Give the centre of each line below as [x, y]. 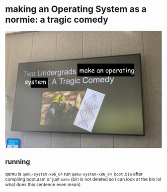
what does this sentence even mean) [43, 184]
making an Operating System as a [76, 9]
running [18, 162]
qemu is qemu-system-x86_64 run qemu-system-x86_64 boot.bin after [74, 174]
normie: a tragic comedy [57, 20]
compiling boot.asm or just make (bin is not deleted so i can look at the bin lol [83, 179]
